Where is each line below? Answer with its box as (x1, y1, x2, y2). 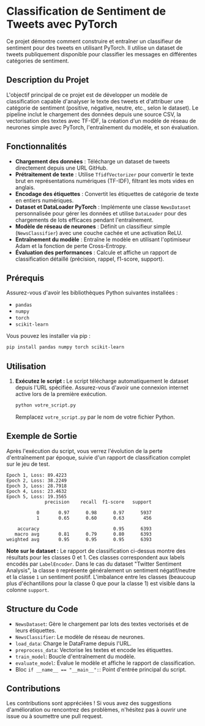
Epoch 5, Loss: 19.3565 (6, 493, 67, 500)
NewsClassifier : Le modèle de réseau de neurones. (15, 633, 145, 640)
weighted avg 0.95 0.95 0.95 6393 (6, 536, 152, 542)
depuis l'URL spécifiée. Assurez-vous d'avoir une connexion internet (15, 384, 188, 391)
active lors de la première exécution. (15, 391, 107, 398)
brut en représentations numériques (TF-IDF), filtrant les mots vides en (15, 177, 194, 184)
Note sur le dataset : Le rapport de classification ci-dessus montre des (6, 547, 186, 555)
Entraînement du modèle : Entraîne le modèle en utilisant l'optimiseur (15, 236, 191, 243)
